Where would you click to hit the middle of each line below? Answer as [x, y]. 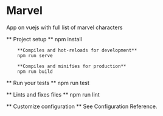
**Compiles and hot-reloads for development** [77, 50]
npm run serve [35, 55]
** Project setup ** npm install [44, 39]
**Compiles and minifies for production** [72, 66]
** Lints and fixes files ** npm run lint [53, 94]
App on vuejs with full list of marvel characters [64, 27]
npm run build [35, 71]
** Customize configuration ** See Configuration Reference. [82, 106]
